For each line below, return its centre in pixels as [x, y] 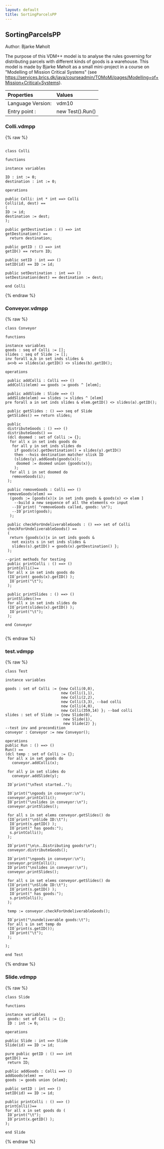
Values [65, 95]
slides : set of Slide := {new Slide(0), [49, 715]
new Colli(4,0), [78, 706]
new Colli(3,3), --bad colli [91, 702]
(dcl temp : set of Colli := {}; [40, 754]
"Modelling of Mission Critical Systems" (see [51, 72]
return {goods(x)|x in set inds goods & [52, 537]
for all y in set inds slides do [46, 446]
